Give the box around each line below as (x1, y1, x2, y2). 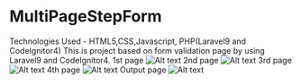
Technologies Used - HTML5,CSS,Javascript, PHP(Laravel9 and (9, 36, 246, 46)
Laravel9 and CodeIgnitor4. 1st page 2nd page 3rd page (9, 55, 293, 65)
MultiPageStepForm (9, 6, 162, 27)
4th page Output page (46, 64, 167, 75)
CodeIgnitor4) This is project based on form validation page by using (9, 45, 266, 55)
